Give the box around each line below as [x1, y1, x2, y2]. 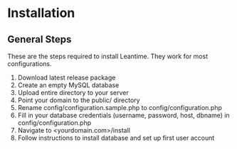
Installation [7, 5, 75, 21]
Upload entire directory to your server [17, 89, 130, 96]
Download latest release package [17, 73, 116, 82]
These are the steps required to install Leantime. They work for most [7, 52, 209, 60]
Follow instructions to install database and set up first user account [17, 133, 215, 142]
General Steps [7, 33, 72, 45]
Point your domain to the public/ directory [17, 96, 140, 104]
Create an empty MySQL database [17, 81, 120, 89]
